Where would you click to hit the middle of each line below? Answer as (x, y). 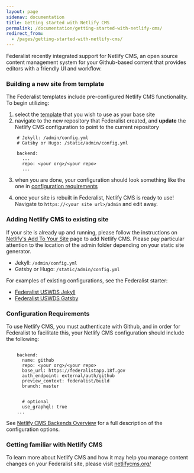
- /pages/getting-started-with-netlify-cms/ (67, 39)
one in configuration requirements (56, 186)
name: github (38, 360)
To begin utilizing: (28, 103)
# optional (35, 401)
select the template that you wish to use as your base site (85, 115)
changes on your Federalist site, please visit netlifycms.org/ (79, 464)
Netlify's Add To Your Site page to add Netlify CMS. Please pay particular (95, 239)
